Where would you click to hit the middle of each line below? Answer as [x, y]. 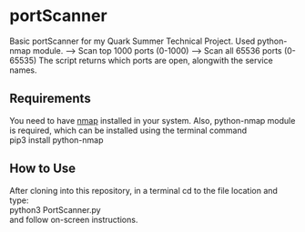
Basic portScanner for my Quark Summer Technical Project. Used [132, 41]
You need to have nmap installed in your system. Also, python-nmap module [152, 120]
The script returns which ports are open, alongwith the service [156, 60]
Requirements [50, 99]
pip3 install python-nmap [56, 140]
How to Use [43, 169]
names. [23, 70]
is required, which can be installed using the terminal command [128, 130]
